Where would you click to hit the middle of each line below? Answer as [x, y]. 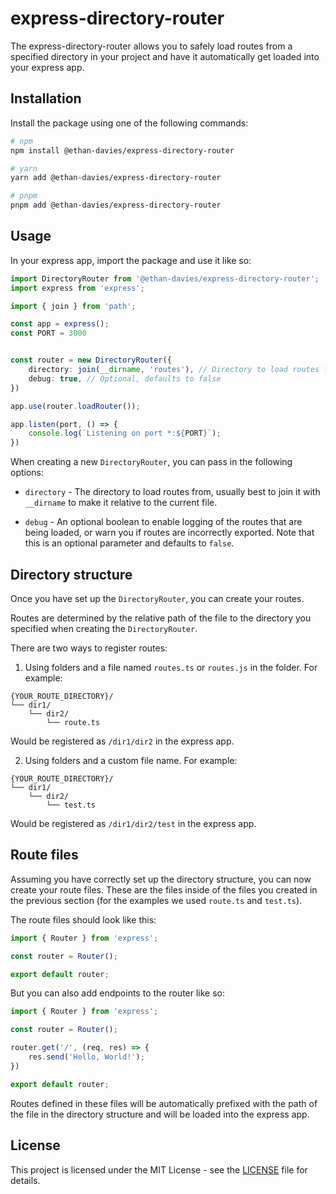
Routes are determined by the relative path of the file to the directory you [161, 618]
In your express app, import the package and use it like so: [131, 260]
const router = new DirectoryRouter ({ [91, 360]
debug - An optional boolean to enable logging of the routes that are [163, 522]
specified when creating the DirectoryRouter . [104, 628]
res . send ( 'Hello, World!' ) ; [86, 1057]
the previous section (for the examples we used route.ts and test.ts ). [156, 900]
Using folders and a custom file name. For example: [131, 760]
